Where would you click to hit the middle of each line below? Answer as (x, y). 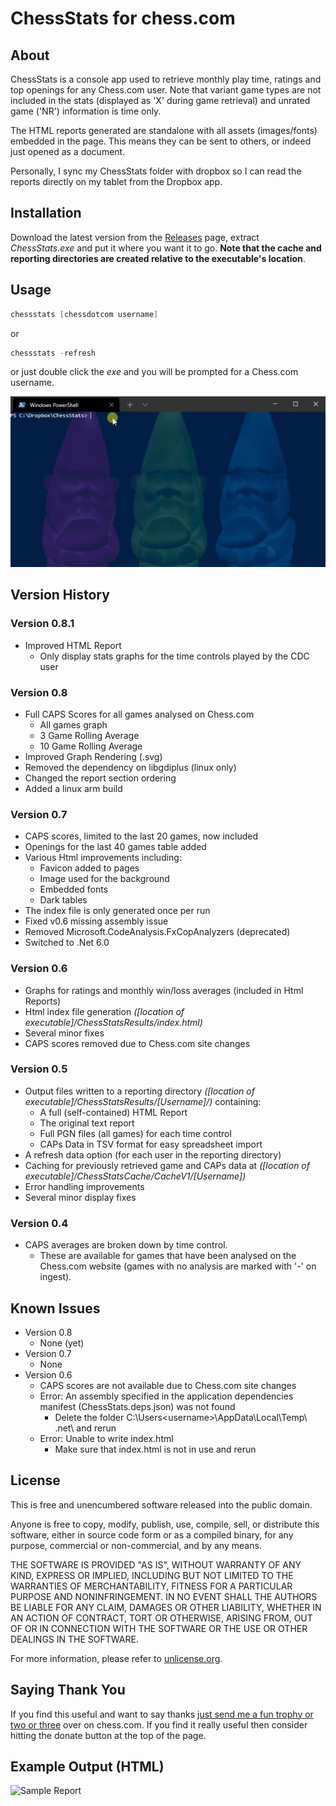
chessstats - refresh (53, 353)
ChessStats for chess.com (123, 18)
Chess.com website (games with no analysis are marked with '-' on (178, 1266)
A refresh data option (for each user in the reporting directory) (153, 1154)
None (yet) (62, 1343)
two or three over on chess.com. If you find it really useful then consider (159, 1724)
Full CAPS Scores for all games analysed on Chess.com (139, 714)
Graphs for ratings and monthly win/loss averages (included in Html (164, 990)
